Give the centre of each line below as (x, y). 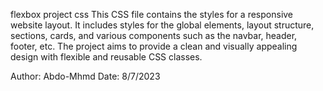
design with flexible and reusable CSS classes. (106, 57)
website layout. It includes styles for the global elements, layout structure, (162, 25)
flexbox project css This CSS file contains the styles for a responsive (152, 14)
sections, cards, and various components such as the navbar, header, (154, 35)
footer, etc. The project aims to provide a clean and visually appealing (154, 46)
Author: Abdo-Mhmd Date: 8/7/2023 (85, 76)
